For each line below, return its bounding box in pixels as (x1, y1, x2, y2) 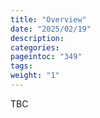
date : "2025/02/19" (10, 24, 92, 34)
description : (10, 33, 65, 43)
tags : (10, 61, 33, 71)
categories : (10, 42, 60, 53)
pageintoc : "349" (10, 52, 83, 62)
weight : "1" (10, 71, 60, 81)
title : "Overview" (10, 14, 87, 25)
